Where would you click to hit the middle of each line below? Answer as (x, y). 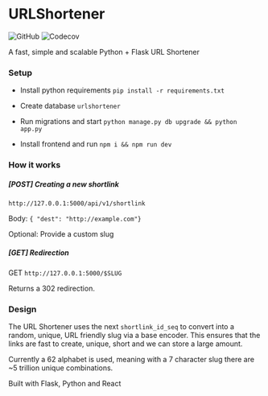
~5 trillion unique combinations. (61, 368)
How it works (35, 165)
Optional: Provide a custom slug (61, 234)
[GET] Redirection (39, 252)
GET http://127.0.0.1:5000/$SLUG (65, 273)
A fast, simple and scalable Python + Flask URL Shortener (104, 52)
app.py (31, 130)
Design (23, 309)
